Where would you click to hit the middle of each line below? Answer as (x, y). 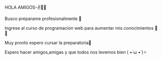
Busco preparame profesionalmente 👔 (43, 19)
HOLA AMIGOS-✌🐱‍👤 (25, 7)
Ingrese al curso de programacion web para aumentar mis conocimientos (79, 28)
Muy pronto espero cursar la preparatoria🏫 (48, 43)
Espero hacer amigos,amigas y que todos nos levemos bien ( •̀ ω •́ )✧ (76, 52)
